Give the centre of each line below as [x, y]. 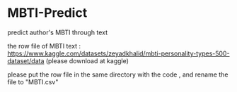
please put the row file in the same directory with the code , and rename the [118, 74]
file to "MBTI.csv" [33, 81]
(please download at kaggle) [87, 60]
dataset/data [26, 60]
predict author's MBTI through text [58, 32]
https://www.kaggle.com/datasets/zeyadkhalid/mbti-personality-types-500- [118, 53]
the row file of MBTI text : [44, 46]
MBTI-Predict [47, 13]
